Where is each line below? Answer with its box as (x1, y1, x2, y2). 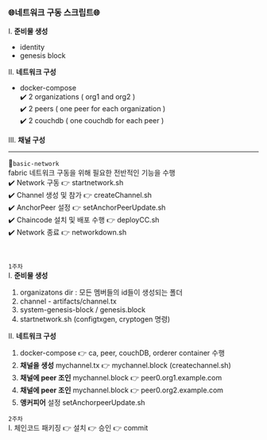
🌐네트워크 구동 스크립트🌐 (8, 6, 101, 17)
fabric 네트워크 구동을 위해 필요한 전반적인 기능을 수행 (8, 168, 176, 178)
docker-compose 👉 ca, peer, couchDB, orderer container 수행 (19, 348, 225, 358)
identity (19, 42, 45, 52)
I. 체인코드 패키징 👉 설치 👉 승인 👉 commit (8, 423, 149, 433)
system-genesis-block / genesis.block (19, 305, 145, 315)
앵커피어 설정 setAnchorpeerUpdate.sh (19, 398, 145, 407)
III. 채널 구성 (8, 135, 46, 145)
